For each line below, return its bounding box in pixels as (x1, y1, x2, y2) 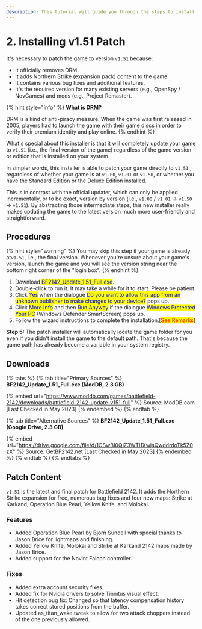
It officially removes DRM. (14, 66, 79, 73)
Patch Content (6, 472, 61, 482)
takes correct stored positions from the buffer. (14, 603, 130, 610)
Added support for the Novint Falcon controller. (14, 555, 132, 562)
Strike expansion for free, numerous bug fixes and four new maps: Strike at (6, 494, 192, 501)
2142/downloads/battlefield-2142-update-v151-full (6, 399, 131, 406)
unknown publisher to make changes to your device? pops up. (14, 297, 170, 305)
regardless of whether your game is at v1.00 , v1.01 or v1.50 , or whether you (6, 170, 194, 178)
